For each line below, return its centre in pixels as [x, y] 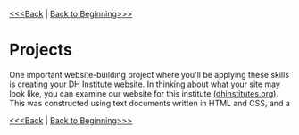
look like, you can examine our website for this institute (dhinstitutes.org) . [144, 93]
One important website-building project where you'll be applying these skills [149, 74]
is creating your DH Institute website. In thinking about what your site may [145, 84]
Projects [41, 50]
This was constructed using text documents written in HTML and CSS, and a [149, 103]
